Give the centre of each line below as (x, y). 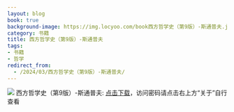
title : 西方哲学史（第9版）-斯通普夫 (55, 40)
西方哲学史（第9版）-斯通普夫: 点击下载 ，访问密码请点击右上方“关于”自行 (122, 93)
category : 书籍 (28, 33)
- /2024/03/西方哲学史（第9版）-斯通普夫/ (70, 72)
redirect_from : (29, 65)
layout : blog (26, 14)
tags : (15, 46)
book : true (23, 20)
